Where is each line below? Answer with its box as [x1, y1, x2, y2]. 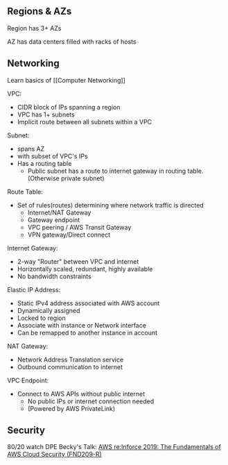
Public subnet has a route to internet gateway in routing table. [27, 167, 204, 175]
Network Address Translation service [17, 355, 124, 364]
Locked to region [17, 314, 66, 322]
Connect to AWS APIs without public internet [17, 389, 146, 398]
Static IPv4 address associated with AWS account [17, 298, 160, 307]
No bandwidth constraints [17, 272, 91, 280]
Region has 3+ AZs [7, 24, 62, 32]
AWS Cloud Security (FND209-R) [7, 450, 102, 459]
